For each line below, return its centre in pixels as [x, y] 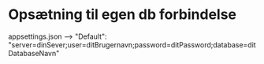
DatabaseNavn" [34, 53]
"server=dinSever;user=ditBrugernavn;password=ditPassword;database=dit [132, 44]
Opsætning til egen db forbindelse [123, 15]
